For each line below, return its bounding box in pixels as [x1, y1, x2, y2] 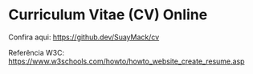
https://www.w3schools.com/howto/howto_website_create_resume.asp [8, 56, 245, 66]
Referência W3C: [8, 47, 65, 57]
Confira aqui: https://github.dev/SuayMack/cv [8, 32, 160, 42]
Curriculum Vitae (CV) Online [8, 6, 208, 24]
